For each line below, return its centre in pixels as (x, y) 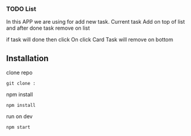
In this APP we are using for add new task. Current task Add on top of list (96, 22)
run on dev (19, 116)
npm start (18, 127)
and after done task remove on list (48, 28)
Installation (27, 58)
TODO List (21, 9)
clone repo (19, 72)
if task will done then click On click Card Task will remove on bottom (90, 40)
